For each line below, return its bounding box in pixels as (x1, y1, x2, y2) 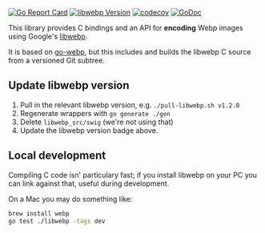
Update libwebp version (8, 78, 130, 92)
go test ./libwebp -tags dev (8, 217, 106, 225)
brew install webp (8, 209, 70, 218)
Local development (8, 149, 106, 163)
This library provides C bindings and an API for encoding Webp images (8, 23, 243, 32)
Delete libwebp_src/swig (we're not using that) (19, 117, 174, 127)
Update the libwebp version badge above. (19, 125, 159, 135)
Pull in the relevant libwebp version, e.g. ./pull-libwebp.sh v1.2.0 (19, 100, 240, 110)
